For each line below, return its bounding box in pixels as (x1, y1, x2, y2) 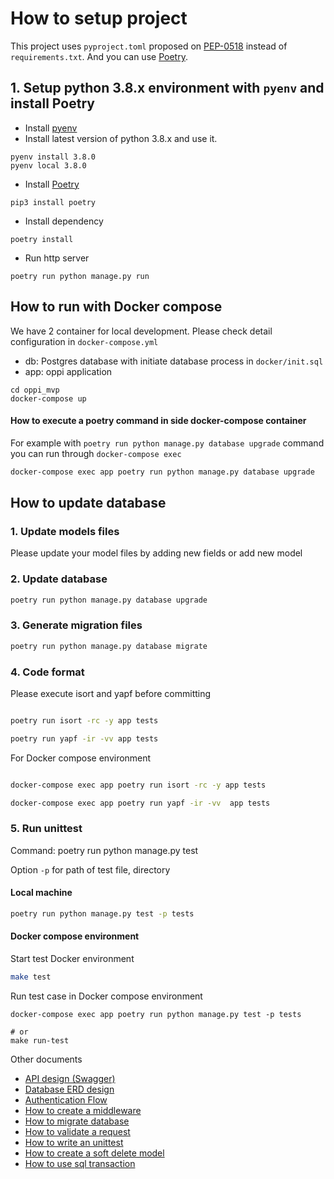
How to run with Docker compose (10, 298, 223, 316)
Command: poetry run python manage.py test (10, 844, 199, 856)
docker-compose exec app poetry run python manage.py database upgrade (10, 467, 315, 477)
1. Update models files (10, 524, 120, 538)
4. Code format (10, 665, 85, 679)
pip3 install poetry (10, 197, 97, 207)
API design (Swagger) (24, 1072, 116, 1084)
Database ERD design (24, 1083, 115, 1095)
